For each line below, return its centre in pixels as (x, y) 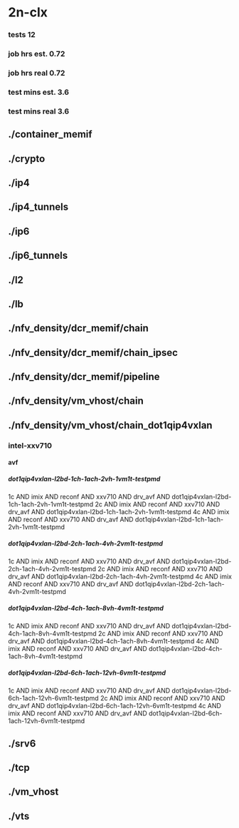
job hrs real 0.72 (37, 73)
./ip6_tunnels (38, 256)
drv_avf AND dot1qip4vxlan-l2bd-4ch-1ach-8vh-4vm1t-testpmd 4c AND (113, 641)
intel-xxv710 (30, 445)
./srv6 (22, 743)
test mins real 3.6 (39, 111)
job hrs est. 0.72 (37, 54)
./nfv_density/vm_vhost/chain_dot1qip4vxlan (110, 425)
